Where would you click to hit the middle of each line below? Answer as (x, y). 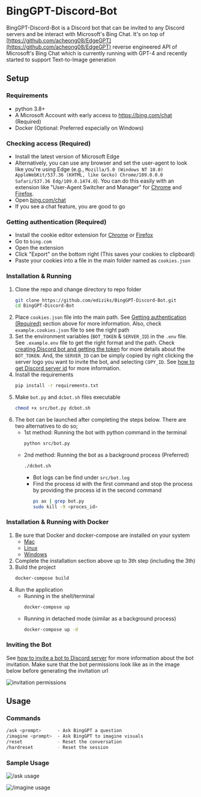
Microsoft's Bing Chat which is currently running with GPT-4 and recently (97, 53)
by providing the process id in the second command (97, 490)
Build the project (35, 567)
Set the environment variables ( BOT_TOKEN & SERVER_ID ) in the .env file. (101, 336)
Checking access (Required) (49, 144)
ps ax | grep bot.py (58, 501)
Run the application (39, 589)
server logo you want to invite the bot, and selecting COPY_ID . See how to (105, 362)
